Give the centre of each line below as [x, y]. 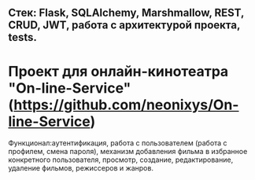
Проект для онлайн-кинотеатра [118, 71]
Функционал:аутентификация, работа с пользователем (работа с [118, 143]
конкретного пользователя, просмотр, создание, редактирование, [121, 160]
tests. [23, 37]
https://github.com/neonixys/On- [126, 105]
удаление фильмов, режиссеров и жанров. [81, 168]
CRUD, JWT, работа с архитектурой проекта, [124, 26]
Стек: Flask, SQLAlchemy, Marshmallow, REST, [126, 13]
